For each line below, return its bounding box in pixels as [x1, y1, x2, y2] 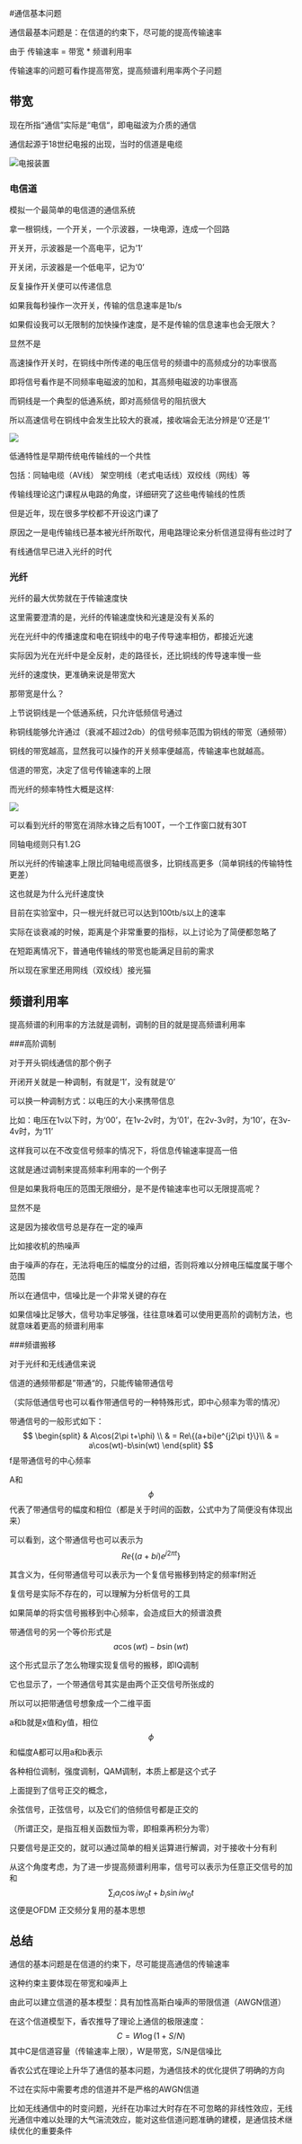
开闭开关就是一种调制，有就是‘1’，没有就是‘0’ [9, 1077, 176, 1088]
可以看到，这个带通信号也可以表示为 [9, 1535, 144, 1545]
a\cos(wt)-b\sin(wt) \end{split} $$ [88, 1440, 214, 1451]
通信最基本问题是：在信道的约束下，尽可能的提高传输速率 [9, 27, 222, 38]
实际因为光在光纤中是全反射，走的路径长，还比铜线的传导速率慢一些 [9, 650, 262, 661]
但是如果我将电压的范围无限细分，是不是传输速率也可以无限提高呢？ [9, 1183, 262, 1194]
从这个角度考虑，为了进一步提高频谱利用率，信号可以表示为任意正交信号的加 [9, 1861, 293, 1872]
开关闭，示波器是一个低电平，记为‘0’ [9, 262, 146, 272]
